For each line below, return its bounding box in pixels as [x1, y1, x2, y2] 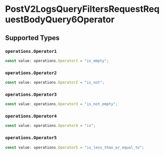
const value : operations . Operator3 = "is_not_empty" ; [5, 102, 118, 107]
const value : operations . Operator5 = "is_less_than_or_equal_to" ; [5, 145, 144, 150]
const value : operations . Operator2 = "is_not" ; [5, 80, 105, 85]
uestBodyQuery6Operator [5, 14, 115, 25]
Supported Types [5, 34, 60, 42]
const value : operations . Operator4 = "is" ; [5, 123, 96, 128]
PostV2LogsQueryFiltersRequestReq [5, 3, 160, 15]
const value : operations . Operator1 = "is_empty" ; [5, 58, 109, 63]
